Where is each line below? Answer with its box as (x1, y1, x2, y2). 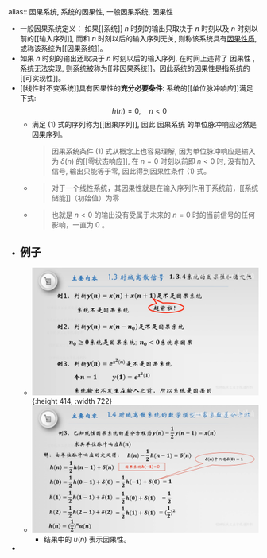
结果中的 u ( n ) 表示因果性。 (43, 535, 131, 544)
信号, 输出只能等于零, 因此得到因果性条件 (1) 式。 (51, 166, 211, 176)
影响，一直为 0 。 (51, 220, 110, 229)
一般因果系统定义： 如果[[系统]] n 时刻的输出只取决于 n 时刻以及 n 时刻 (19, 24, 252, 33)
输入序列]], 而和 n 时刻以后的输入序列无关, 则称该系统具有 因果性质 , (39, 34, 257, 43)
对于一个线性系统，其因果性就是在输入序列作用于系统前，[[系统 (51, 184, 259, 192)
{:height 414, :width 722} (31, 396, 113, 405)
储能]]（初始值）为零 (51, 193, 120, 203)
